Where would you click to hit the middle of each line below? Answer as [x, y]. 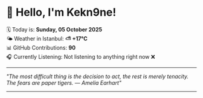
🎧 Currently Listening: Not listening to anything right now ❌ [81, 56]
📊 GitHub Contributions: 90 [41, 47]
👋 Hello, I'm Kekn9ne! [61, 12]
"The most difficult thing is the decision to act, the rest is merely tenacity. [98, 76]
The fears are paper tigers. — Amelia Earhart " [64, 83]
